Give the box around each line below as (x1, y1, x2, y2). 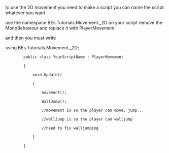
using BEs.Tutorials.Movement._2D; (5, 45, 80, 50)
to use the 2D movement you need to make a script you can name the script (5, 5, 164, 10)
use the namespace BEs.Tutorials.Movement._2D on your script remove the (5, 20, 162, 25)
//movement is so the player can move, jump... (41, 108, 144, 113)
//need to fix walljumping (41, 126, 99, 131)
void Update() (32, 72, 62, 77)
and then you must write (5, 35, 56, 41)
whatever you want (5, 10, 46, 16)
